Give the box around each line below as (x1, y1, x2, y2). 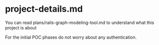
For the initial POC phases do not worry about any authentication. (5, 34, 137, 40)
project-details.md (5, 3, 83, 15)
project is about (5, 24, 37, 30)
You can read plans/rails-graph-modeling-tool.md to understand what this (5, 20, 154, 25)
